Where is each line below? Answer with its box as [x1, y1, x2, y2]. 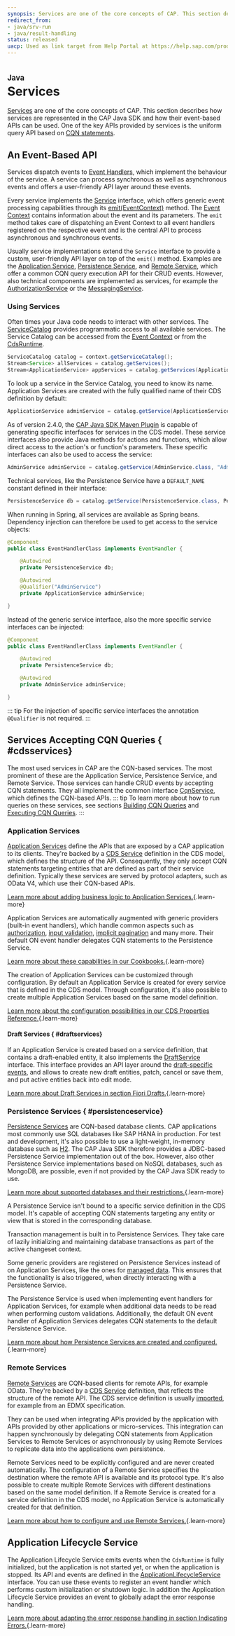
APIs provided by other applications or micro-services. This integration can [7, 1422, 224, 1431]
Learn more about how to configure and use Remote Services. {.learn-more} [7, 1516, 226, 1525]
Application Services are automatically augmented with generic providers [7, 913, 219, 922]
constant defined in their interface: [7, 484, 107, 492]
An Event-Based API [7, 149, 98, 161]
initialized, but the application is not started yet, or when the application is [7, 1562, 220, 1571]
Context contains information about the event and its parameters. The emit [7, 211, 222, 219]
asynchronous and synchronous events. [7, 233, 123, 242]
